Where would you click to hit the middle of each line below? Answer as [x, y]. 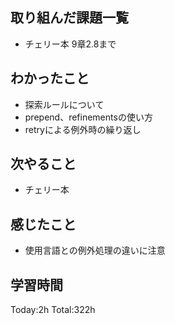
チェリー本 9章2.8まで [70, 44]
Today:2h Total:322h [53, 310]
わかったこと [50, 78]
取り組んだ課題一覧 [69, 18]
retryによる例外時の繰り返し [83, 129]
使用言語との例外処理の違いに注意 [95, 250]
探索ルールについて [64, 104]
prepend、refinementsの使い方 [88, 117]
